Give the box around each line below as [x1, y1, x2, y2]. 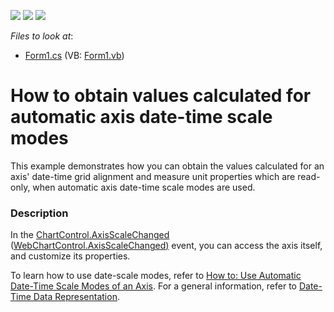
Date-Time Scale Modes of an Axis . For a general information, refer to [10, 280, 297, 292]
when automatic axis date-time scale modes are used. [32, 181, 256, 193]
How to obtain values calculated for [10, 85, 312, 107]
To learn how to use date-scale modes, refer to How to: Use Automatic [10, 270, 302, 282]
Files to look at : [10, 30, 74, 42]
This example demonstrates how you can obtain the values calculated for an [10, 160, 325, 172]
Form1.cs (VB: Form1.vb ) [24, 50, 125, 61]
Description [10, 206, 69, 220]
